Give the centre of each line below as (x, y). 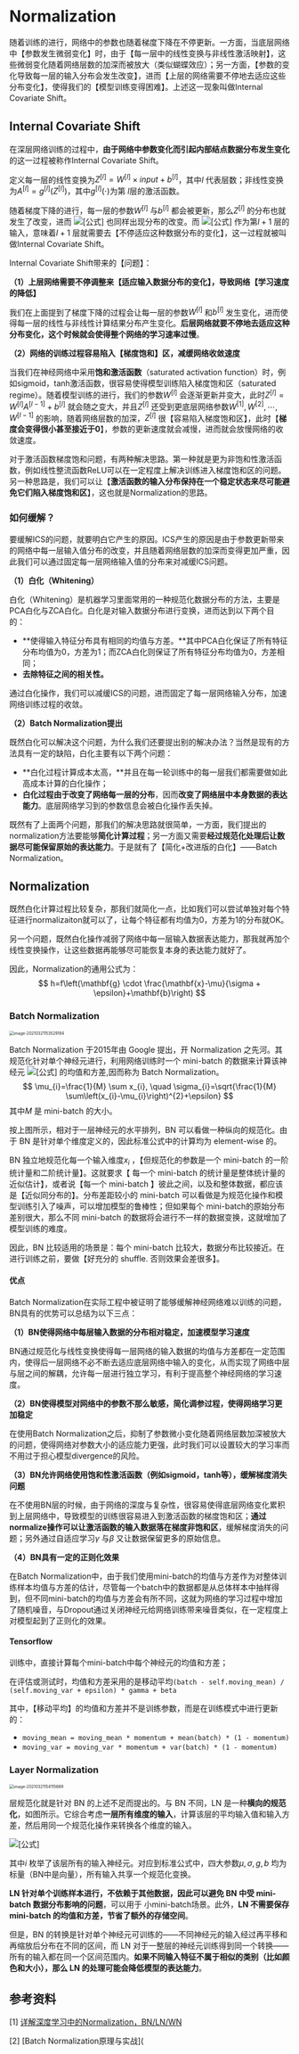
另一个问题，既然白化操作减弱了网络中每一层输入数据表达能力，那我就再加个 (149, 939)
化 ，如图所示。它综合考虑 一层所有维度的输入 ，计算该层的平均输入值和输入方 (149, 1814)
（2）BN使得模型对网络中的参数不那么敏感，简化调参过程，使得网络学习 (142, 1403)
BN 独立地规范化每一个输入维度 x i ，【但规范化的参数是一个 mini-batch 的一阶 (149, 1161)
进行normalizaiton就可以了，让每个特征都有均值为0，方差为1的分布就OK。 (153, 920)
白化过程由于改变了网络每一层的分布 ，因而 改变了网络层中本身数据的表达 (154, 794)
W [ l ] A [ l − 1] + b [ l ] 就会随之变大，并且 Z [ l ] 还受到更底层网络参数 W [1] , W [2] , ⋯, (143, 406)
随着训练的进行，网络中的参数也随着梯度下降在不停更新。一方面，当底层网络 (149, 42)
